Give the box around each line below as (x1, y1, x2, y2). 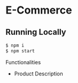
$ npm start (5, 48, 35, 54)
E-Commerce (5, 4, 72, 17)
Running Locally (5, 27, 66, 37)
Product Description (14, 70, 63, 77)
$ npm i (5, 42, 25, 48)
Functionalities (5, 58, 41, 65)
